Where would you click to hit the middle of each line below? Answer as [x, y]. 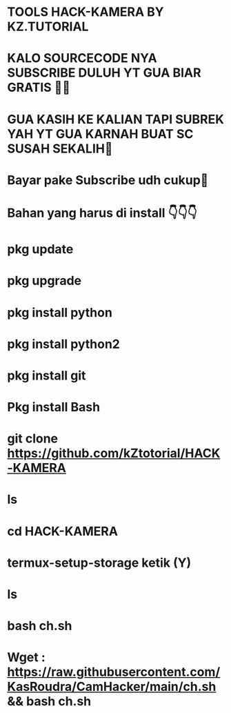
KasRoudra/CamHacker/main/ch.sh [112, 687]
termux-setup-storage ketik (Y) [99, 563]
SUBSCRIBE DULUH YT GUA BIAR [104, 73]
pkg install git [47, 375]
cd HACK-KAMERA [63, 531]
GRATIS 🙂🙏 [39, 88]
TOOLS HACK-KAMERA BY [86, 12]
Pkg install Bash [54, 407]
